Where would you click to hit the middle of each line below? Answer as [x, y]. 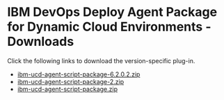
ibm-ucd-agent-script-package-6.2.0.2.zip [79, 74]
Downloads [41, 42]
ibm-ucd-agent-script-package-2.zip [70, 81]
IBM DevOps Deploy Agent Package [112, 12]
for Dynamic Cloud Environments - [109, 27]
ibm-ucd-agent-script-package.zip [67, 89]
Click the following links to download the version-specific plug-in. [101, 60]
